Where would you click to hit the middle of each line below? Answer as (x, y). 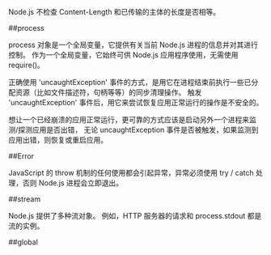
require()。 (26, 65)
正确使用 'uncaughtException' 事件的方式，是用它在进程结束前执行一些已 (130, 82)
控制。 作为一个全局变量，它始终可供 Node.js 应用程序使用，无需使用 (123, 55)
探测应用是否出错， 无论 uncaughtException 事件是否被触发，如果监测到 (138, 130)
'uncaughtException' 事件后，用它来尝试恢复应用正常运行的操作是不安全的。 (136, 102)
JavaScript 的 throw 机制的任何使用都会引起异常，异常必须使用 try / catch (131, 173)
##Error (21, 156)
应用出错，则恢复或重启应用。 (58, 140)
